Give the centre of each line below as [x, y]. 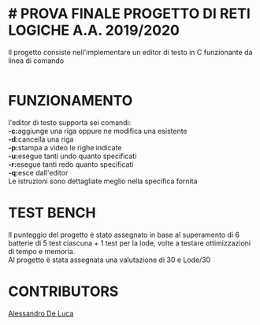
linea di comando [36, 61]
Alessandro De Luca [41, 313]
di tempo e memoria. [42, 251]
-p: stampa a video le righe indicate [65, 147]
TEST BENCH [52, 213]
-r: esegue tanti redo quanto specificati [71, 164]
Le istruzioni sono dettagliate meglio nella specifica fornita [103, 181]
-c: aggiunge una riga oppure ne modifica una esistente [98, 131]
